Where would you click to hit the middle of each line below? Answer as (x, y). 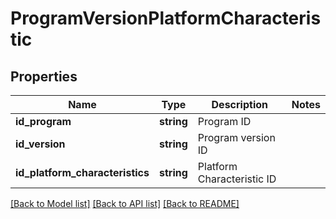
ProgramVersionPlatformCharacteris (166, 18)
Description (239, 104)
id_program (43, 121)
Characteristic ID (237, 179)
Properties (44, 76)
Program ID (224, 121)
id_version (40, 144)
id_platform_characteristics (82, 172)
